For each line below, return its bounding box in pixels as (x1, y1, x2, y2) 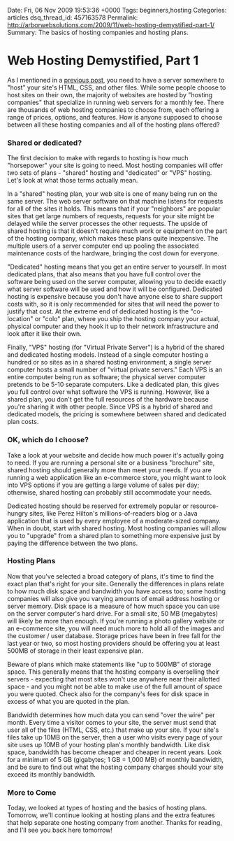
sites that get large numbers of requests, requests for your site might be (7, 212, 214, 220)
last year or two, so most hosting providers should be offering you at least (7, 639, 220, 647)
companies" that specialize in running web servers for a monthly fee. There (7, 98, 225, 106)
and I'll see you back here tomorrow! (7, 826, 113, 835)
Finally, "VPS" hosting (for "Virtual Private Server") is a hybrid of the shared (7, 343, 225, 352)
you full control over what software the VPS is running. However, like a (7, 388, 210, 396)
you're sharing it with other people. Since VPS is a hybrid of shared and (7, 402, 213, 411)
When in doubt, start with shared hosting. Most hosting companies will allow (7, 524, 227, 532)
